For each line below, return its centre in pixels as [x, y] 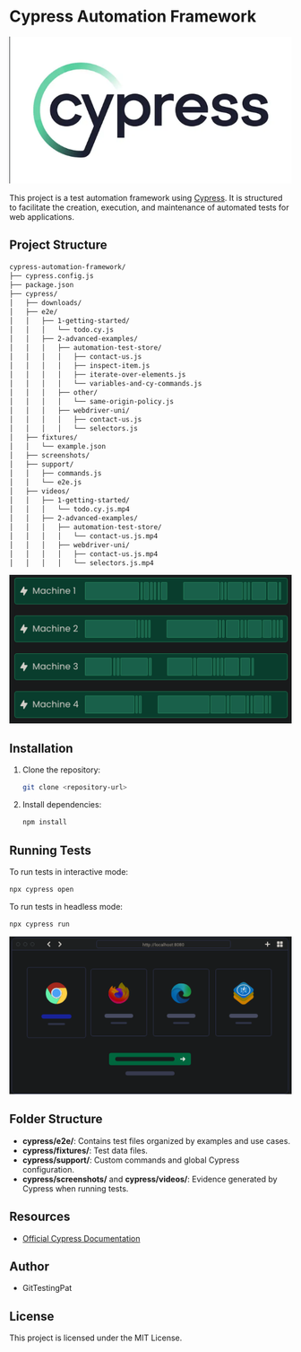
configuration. [48, 1169]
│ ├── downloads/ [46, 302]
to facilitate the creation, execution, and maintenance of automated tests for [149, 207]
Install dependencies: [62, 805]
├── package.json [42, 284]
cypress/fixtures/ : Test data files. [85, 1150]
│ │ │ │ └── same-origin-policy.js [92, 401]
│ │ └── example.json [57, 446]
